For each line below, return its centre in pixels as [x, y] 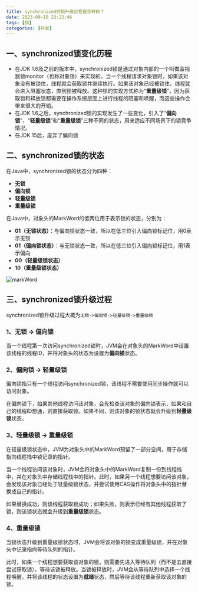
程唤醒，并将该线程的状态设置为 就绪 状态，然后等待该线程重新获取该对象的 [96, 576]
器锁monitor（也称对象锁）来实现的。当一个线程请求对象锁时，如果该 [99, 76]
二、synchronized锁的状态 [55, 156]
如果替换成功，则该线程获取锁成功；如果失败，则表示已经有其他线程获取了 [96, 504]
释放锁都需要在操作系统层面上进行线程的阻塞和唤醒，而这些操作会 [110, 99]
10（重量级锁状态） [38, 268]
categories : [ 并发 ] [29, 28]
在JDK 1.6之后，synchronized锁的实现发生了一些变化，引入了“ [90, 113]
